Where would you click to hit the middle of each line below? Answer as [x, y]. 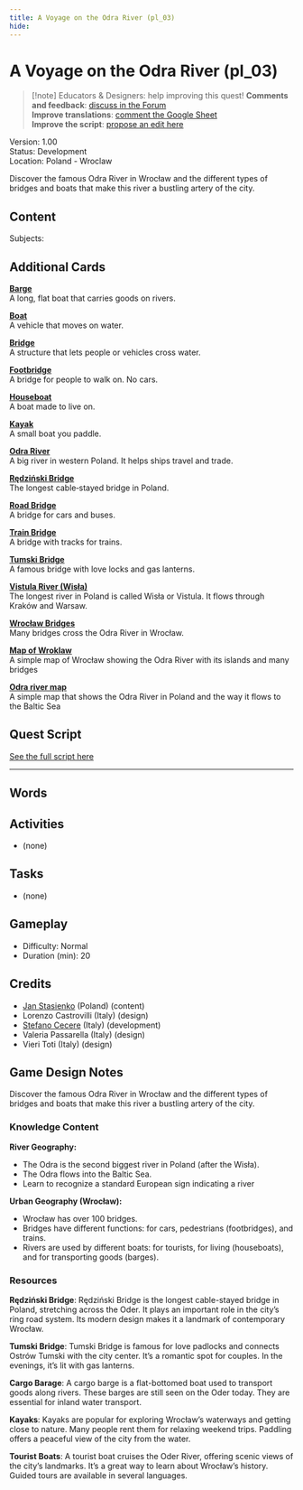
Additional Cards [58, 267]
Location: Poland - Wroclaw [61, 161]
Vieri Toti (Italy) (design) [67, 1044]
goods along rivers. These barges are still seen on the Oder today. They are [150, 1392]
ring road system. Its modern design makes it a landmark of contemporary [147, 1318]
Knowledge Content [54, 1127]
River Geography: [43, 1147]
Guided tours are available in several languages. [98, 1475]
